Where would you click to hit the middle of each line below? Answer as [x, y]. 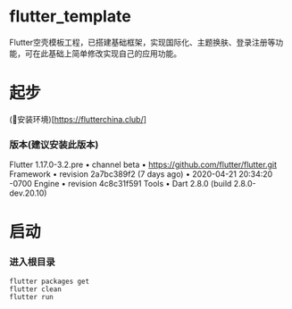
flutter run [31, 296]
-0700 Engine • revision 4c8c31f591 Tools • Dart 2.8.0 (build [121, 184]
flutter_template [70, 17]
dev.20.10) [28, 193]
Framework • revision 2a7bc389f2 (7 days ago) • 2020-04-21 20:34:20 [141, 174]
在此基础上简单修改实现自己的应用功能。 [107, 53]
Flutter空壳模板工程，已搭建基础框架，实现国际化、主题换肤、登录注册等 [142, 42]
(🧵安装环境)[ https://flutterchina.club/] [78, 119]
